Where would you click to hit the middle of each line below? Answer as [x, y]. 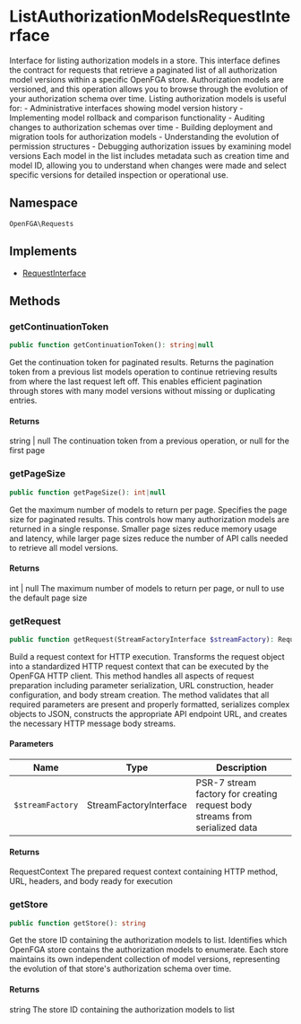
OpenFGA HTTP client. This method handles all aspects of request [132, 676]
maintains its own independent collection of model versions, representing [145, 959]
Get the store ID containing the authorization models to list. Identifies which [148, 941]
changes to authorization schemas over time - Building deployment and [141, 127]
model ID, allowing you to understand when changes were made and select [148, 165]
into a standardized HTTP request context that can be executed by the [139, 666]
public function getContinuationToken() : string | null [112, 346]
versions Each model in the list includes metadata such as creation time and [149, 155]
